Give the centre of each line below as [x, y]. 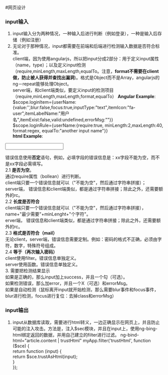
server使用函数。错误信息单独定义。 [43, 265]
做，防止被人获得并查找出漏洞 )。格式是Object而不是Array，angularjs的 [86, 78]
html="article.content [34, 340]
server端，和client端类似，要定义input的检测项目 [63, 90]
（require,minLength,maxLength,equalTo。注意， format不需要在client [86, 71]
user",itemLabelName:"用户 [41, 114]
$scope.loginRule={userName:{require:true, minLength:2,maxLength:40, [88, 125]
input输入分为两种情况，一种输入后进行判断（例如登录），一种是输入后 [85, 34]
